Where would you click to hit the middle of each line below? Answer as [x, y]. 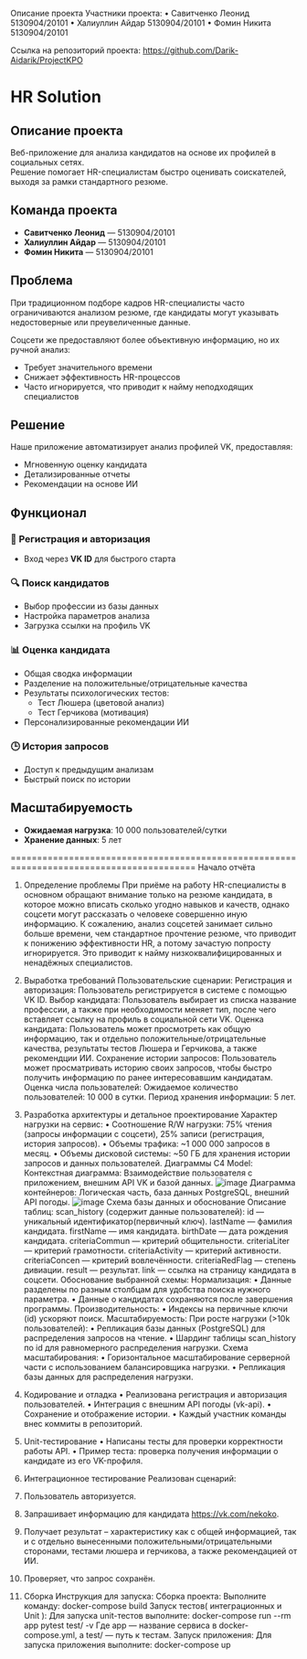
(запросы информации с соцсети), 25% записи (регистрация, [144, 1133]
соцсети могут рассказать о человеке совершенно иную [135, 914]
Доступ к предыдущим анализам [89, 770]
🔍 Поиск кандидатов [60, 583]
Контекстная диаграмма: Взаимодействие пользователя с [138, 1173]
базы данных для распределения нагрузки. [108, 1377]
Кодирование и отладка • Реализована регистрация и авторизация [155, 1394]
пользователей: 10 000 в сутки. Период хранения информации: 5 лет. [159, 1097]
